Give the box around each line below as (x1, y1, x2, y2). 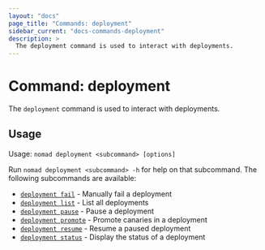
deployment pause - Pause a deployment (19, 206, 154, 216)
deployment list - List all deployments (19, 197, 149, 207)
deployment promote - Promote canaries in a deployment (19, 214, 208, 224)
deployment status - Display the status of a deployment (19, 232, 206, 242)
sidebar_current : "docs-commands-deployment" (8, 27, 165, 35)
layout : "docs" (8, 11, 60, 20)
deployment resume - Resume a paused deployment (19, 223, 191, 233)
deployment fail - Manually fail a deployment (19, 188, 173, 199)
